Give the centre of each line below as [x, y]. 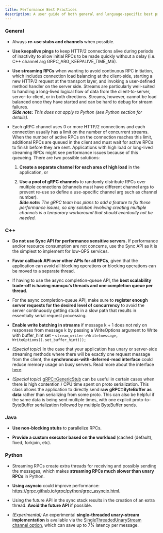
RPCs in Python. [28, 476]
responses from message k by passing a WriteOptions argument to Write [85, 330]
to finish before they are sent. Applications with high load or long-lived [82, 147]
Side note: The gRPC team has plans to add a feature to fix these [85, 202]
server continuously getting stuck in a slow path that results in [74, 310]
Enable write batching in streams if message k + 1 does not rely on [80, 325]
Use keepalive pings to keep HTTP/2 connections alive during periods [83, 51]
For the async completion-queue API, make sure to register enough [80, 300]
